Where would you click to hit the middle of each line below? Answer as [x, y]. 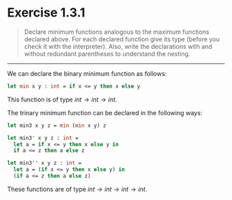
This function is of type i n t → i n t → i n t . [62, 99]
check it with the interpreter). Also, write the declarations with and [118, 46]
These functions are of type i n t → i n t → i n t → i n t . [77, 189]
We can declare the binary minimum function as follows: [87, 73]
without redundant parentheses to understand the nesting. [107, 54]
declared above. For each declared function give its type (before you [122, 39]
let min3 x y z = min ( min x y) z [57, 126]
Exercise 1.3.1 [46, 13]
